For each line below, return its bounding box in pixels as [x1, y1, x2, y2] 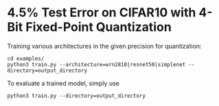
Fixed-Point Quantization [25, 19, 172, 35]
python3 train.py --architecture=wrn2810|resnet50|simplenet [7, 61, 186, 68]
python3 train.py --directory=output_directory [7, 92, 146, 99]
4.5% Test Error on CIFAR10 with [7, 5, 196, 21]
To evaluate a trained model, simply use [7, 79, 120, 87]
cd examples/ [7, 55, 45, 62]
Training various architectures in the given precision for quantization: [7, 42, 202, 50]
